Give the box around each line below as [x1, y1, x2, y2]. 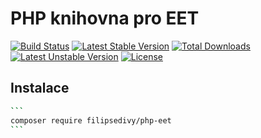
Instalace [10, 80, 70, 97]
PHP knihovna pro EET [10, 7, 200, 30]
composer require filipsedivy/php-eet [10, 115, 172, 126]
